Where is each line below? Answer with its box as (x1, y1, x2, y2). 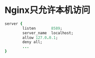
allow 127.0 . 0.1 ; (22, 35, 58, 40)
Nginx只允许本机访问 (4, 4, 91, 16)
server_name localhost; (22, 30, 74, 35)
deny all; (22, 40, 43, 45)
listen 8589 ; (22, 26, 63, 31)
